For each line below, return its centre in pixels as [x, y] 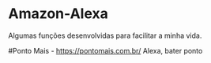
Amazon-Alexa [58, 14]
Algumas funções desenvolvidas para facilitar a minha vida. [105, 35]
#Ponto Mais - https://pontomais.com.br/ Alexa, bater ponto [105, 50]
